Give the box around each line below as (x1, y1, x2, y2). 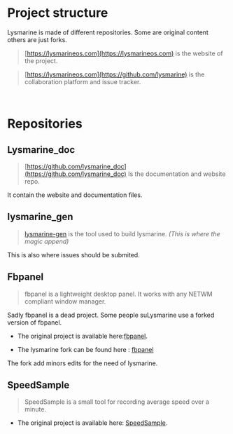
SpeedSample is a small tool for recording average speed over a (24, 398, 210, 406)
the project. (24, 56, 58, 65)
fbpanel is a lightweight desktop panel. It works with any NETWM (24, 290, 213, 298)
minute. (24, 405, 47, 414)
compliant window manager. (24, 297, 106, 306)
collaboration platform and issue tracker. (24, 77, 141, 86)
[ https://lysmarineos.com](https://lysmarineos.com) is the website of (24, 49, 223, 57)
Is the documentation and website (128, 170, 226, 178)
